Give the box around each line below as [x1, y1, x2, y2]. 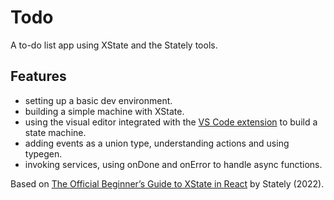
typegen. [24, 147, 63, 160]
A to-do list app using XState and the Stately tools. [10, 39, 218, 51]
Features [10, 68, 67, 85]
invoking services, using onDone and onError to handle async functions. [24, 158, 323, 170]
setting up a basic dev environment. [24, 94, 173, 106]
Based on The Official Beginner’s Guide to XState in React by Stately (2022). [10, 177, 325, 190]
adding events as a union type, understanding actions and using [24, 137, 290, 149]
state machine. [24, 126, 87, 138]
